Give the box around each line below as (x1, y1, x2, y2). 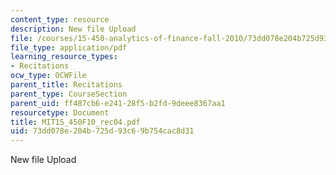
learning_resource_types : (10, 52, 118, 62)
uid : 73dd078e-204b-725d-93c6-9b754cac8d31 (10, 126, 195, 136)
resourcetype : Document (10, 107, 110, 118)
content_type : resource (10, 14, 110, 25)
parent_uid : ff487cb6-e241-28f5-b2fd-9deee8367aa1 (10, 98, 226, 108)
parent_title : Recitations (10, 80, 123, 90)
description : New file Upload (10, 24, 137, 34)
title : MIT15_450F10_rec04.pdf (10, 117, 141, 127)
